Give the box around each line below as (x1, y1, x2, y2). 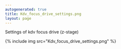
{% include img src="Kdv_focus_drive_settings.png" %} (5, 38, 117, 44)
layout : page (5, 16, 32, 21)
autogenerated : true (5, 7, 47, 12)
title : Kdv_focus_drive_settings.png (5, 12, 82, 16)
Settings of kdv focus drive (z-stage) (5, 29, 79, 35)
